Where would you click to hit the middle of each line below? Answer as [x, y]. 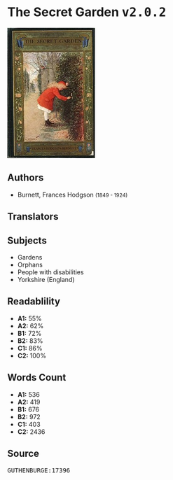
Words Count [37, 377]
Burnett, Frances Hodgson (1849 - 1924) [72, 195]
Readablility [34, 302]
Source [23, 453]
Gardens [30, 257]
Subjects [27, 240]
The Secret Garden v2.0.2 [87, 12]
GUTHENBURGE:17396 [39, 471]
